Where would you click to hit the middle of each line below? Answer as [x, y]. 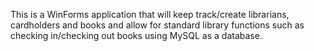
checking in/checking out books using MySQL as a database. [136, 35]
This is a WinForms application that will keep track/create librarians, [150, 14]
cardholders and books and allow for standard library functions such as [157, 25]
